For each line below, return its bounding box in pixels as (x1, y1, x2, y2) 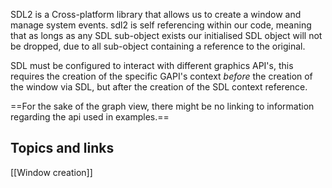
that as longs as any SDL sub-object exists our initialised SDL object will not (10, 30, 323, 41)
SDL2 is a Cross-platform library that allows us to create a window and (10, 9, 302, 20)
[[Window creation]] (10, 166, 93, 178)
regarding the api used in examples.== (10, 111, 170, 123)
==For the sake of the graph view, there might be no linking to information (10, 100, 315, 112)
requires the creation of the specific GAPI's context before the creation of (10, 70, 313, 82)
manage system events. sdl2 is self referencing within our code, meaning (10, 19, 312, 31)
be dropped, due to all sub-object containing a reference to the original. (10, 40, 306, 52)
